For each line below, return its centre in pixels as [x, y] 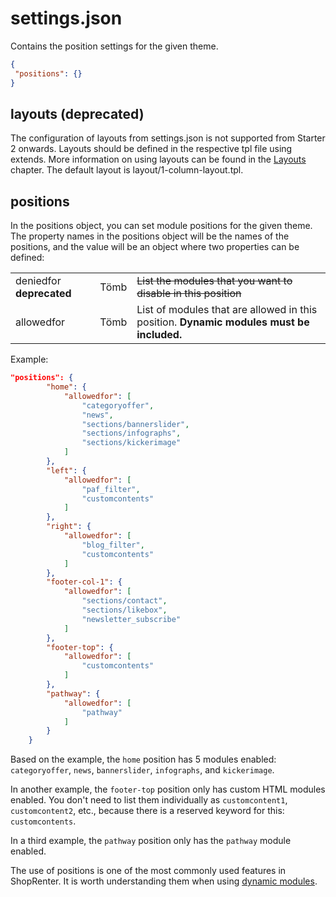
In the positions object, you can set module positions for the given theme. [161, 226]
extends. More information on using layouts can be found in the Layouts [158, 159]
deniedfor [38, 281]
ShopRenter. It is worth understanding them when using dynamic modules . [164, 881]
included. [159, 335]
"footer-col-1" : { [84, 582]
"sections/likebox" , [124, 610]
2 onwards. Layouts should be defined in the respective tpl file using [151, 149]
